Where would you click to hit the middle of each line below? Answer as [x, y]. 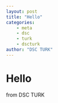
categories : [20, 22]
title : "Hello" [24, 17]
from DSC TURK [25, 95]
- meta [24, 28]
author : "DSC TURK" [30, 50]
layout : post [22, 11]
